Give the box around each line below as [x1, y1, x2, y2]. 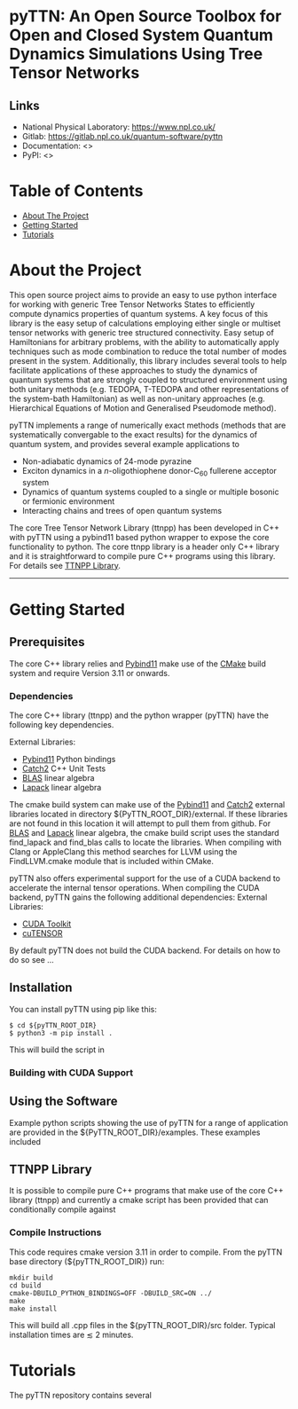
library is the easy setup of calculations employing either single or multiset [9, 318, 281, 328]
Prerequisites [9, 634, 85, 649]
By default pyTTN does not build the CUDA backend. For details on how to [9, 945, 281, 956]
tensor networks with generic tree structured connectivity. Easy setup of [9, 327, 275, 338]
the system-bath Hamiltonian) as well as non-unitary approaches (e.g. [9, 393, 266, 404]
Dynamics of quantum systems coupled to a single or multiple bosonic [21, 486, 279, 497]
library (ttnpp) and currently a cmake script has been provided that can [9, 1195, 269, 1206]
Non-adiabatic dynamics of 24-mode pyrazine [21, 455, 192, 467]
